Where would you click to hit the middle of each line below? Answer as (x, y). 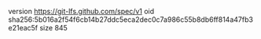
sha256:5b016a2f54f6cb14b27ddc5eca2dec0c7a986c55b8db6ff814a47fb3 (131, 19)
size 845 (53, 28)
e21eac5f (23, 28)
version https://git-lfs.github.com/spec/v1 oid (81, 11)
